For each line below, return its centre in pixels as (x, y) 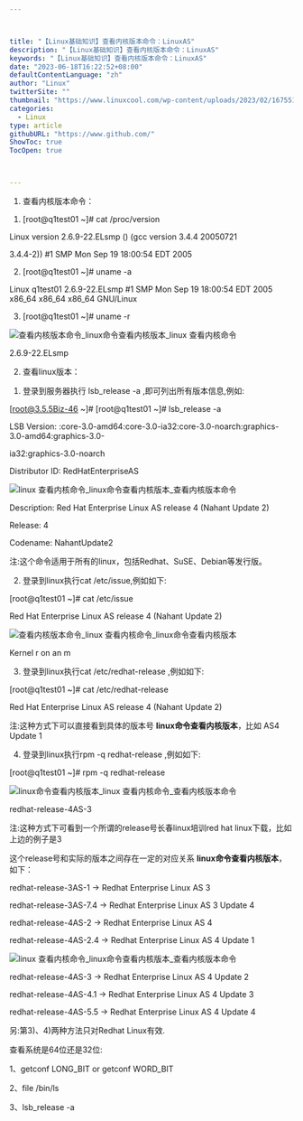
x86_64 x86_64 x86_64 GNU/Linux (73, 299)
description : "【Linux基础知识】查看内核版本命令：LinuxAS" (114, 50)
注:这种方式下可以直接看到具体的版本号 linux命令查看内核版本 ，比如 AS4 (144, 725)
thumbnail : (30, 100)
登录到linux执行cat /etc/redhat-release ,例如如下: (113, 671)
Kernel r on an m (40, 653)
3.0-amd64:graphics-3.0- (57, 436)
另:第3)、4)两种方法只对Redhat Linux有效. (87, 1030)
